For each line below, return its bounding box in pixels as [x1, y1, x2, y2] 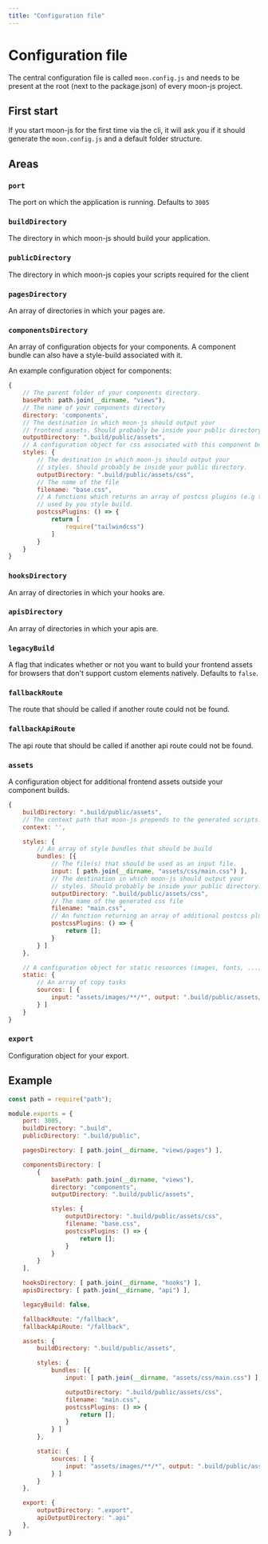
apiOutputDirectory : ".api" [37, 1514, 130, 1522]
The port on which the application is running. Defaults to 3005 [8, 198, 210, 207]
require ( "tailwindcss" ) [65, 522, 145, 530]
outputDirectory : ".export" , [37, 1506, 134, 1514]
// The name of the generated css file [50, 897, 183, 905]
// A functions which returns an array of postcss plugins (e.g [37, 493, 255, 501]
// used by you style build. [37, 501, 134, 509]
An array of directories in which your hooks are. [8, 587, 165, 597]
